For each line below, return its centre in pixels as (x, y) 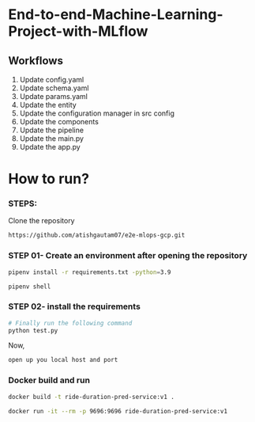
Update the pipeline (52, 130)
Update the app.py (50, 147)
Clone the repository (41, 221)
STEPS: (23, 203)
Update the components (59, 122)
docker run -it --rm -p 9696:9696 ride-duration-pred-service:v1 (118, 411)
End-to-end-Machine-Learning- (116, 15)
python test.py (33, 330)
